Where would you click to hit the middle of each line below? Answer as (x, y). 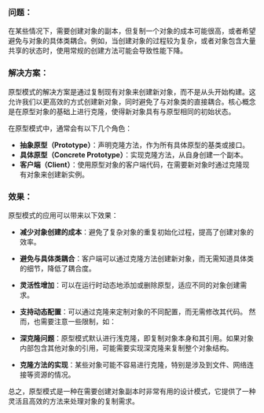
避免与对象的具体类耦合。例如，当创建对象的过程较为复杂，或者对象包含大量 (132, 41)
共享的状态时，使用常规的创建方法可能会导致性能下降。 (97, 51)
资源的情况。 (54, 374)
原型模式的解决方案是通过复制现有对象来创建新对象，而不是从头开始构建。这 (132, 91)
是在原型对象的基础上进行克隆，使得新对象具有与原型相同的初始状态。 (122, 111)
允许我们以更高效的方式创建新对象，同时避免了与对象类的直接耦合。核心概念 (132, 101)
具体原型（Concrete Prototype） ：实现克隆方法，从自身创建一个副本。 (133, 154)
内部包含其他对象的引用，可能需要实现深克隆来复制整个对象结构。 (126, 348)
